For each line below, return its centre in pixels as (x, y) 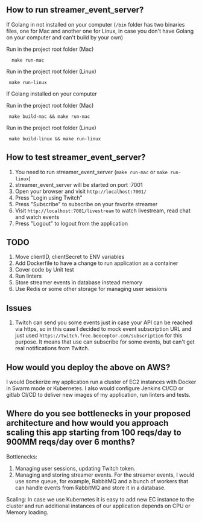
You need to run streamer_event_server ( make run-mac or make (91, 172)
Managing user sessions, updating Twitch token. (75, 468)
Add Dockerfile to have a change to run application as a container (96, 263)
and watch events (37, 217)
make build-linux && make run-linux (55, 139)
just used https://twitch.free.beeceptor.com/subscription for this (99, 336)
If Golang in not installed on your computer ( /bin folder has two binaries (96, 24)
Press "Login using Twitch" (49, 197)
